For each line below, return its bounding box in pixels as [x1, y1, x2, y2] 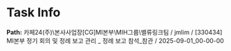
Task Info [6, 5, 61, 20]
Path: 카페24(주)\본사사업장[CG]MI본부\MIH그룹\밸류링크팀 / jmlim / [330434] [6, 28, 223, 36]
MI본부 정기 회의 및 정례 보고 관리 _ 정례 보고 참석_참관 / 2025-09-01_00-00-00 [6, 36, 224, 45]
